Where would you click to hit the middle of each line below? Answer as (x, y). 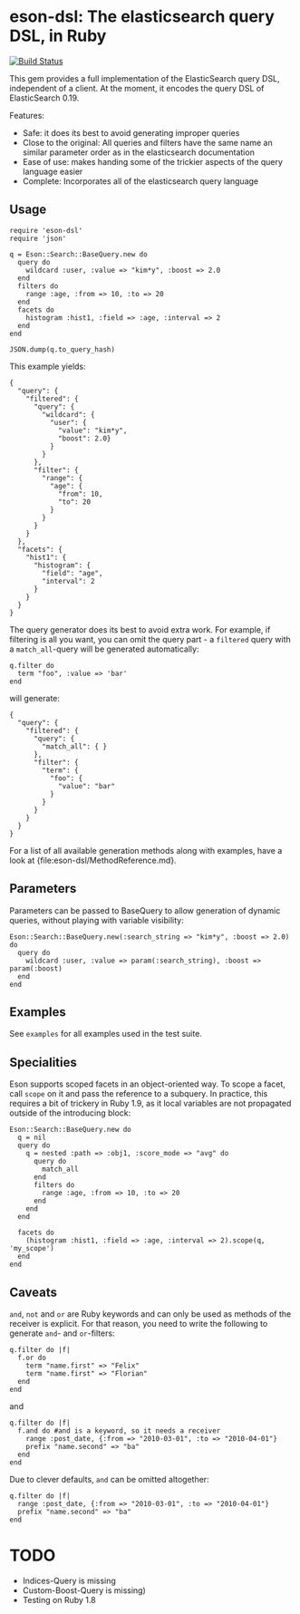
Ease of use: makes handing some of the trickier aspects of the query (153, 161)
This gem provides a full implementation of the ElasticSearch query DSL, (145, 78)
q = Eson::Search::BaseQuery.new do (78, 254)
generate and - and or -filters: (62, 1333)
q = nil (32, 1138)
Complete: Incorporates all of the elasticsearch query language (140, 181)
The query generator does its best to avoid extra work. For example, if (140, 629)
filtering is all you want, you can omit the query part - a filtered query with (150, 639)
